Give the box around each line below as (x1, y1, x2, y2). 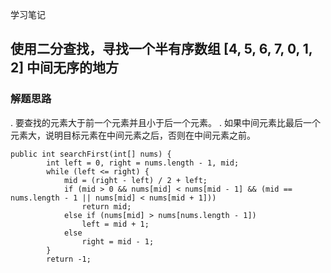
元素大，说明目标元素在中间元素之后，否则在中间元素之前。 (10, 129, 256, 141)
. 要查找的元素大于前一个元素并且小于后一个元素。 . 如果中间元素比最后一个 (10, 116, 321, 128)
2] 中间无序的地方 (10, 59, 120, 77)
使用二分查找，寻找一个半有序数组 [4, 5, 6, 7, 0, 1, (10, 41, 313, 58)
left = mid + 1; (81, 219, 150, 229)
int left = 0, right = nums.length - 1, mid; (46, 158, 240, 168)
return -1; (46, 254, 92, 264)
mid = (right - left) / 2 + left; (63, 175, 208, 185)
